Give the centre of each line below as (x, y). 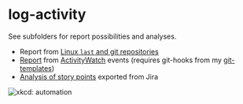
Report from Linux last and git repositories (89, 51)
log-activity (47, 15)
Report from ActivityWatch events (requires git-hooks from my (121, 60)
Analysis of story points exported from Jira (89, 76)
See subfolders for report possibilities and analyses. (92, 36)
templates (36, 68)
